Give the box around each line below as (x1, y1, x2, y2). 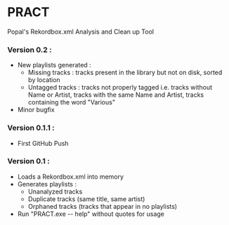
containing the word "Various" (27, 98, 116, 107)
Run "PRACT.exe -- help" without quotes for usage (17, 210, 165, 218)
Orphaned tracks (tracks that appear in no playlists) (27, 202, 178, 210)
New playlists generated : (17, 61, 91, 69)
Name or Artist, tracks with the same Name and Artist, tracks (27, 90, 204, 99)
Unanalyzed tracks (27, 187, 83, 196)
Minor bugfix (17, 106, 55, 114)
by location (27, 76, 61, 84)
